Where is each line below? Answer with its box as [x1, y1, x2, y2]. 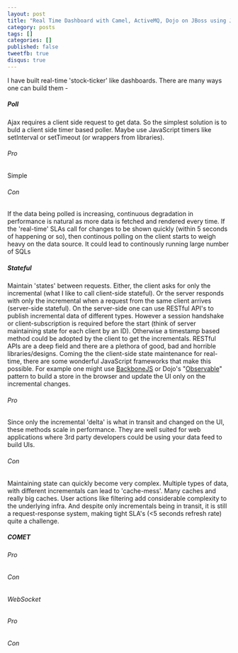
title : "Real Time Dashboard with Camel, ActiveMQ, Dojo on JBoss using [7, 17, 227, 24]
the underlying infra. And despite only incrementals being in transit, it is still [7, 502, 227, 510]
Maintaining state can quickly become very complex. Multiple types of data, [7, 479, 229, 487]
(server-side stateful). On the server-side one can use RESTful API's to [7, 304, 214, 313]
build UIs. [7, 441, 35, 449]
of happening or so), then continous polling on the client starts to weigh [7, 232, 216, 241]
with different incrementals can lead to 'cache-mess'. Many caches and [7, 486, 216, 495]
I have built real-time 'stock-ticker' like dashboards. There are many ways [7, 76, 222, 85]
